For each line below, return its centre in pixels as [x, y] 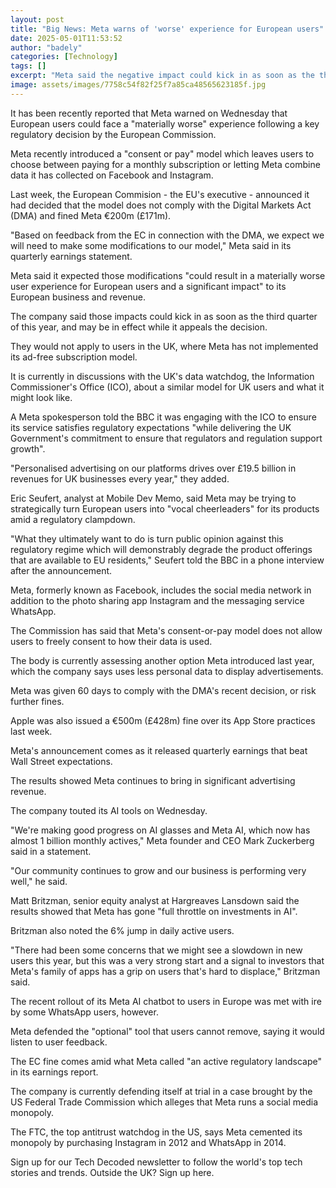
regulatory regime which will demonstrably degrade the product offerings [161, 549]
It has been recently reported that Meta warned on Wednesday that [149, 113]
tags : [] [28, 66]
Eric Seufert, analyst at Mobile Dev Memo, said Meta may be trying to [153, 498]
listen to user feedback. [59, 1042]
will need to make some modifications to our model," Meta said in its [151, 245]
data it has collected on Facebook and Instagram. [112, 175]
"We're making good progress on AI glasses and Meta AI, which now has [160, 830]
